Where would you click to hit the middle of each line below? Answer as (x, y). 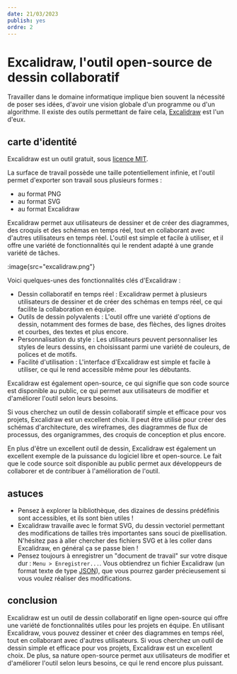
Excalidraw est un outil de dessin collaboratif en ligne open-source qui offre (118, 617)
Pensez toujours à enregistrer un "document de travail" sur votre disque (122, 556)
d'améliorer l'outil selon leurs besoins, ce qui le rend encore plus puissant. (116, 663)
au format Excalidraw (48, 209)
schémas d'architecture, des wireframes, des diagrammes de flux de (108, 427)
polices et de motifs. (47, 355)
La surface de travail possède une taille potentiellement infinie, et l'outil (111, 173)
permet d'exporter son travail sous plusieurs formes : (85, 180)
